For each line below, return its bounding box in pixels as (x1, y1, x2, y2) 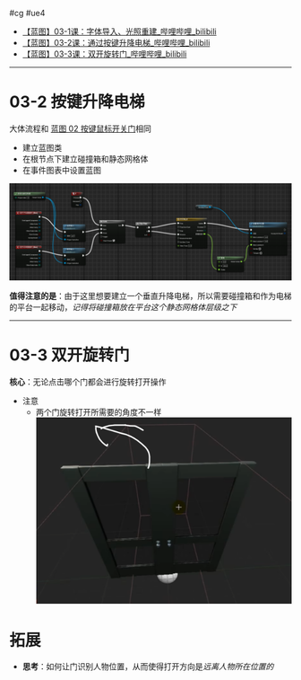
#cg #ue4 (9, 8, 46, 18)
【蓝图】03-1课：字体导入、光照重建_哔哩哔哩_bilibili (21, 26, 217, 37)
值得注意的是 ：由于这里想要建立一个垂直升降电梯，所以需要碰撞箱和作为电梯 (9, 291, 292, 302)
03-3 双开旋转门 (9, 345, 130, 366)
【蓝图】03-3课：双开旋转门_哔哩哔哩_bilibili (21, 49, 187, 59)
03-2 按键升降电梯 (9, 92, 145, 112)
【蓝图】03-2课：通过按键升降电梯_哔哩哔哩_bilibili (21, 38, 211, 48)
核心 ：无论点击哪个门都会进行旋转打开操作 (9, 376, 167, 387)
